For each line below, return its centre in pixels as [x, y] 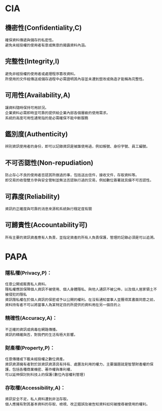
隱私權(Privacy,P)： [28, 273]
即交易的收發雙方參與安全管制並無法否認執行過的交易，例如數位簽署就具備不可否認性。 [79, 180]
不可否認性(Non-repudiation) [49, 163]
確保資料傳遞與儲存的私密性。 [30, 40]
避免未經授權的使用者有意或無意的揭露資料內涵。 [47, 45]
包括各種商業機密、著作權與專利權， [43, 369]
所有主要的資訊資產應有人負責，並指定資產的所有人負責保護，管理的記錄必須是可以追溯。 [81, 237]
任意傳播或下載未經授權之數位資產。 [36, 359]
